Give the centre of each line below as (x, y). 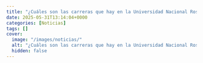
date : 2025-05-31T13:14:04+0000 (47, 17)
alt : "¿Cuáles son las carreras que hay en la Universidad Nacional (100, 46)
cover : (14, 34)
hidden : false (29, 51)
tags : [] (17, 28)
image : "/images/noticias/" (47, 40)
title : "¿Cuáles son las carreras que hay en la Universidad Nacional (97, 12)
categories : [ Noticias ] (36, 23)
